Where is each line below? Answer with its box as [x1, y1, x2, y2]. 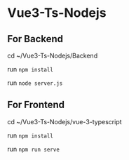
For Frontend [7, 99, 65, 111]
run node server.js [7, 79, 63, 87]
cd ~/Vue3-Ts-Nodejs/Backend [7, 51, 98, 60]
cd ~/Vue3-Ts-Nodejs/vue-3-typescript [7, 117, 122, 126]
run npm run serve [7, 145, 60, 153]
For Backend [7, 33, 64, 45]
